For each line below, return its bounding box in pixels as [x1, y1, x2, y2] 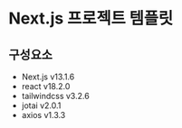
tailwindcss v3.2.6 [21, 91, 90, 101]
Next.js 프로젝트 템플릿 [8, 8, 174, 29]
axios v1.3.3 [21, 110, 66, 120]
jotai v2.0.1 [21, 100, 62, 111]
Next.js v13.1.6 [21, 71, 75, 82]
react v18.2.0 [21, 81, 71, 91]
